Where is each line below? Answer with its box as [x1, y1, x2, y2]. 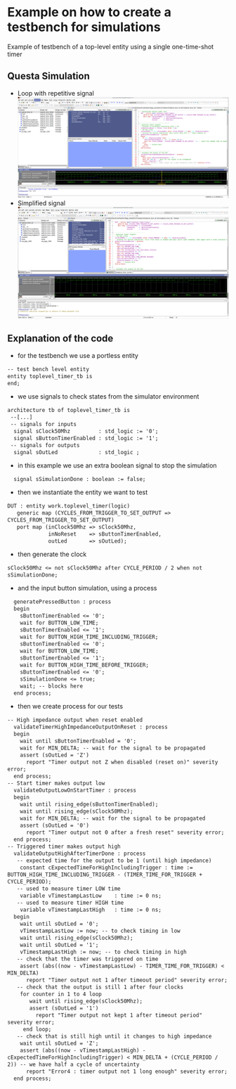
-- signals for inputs [10, 420, 77, 427]
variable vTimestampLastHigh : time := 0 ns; [20, 906, 162, 913]
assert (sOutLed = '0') [20, 822, 90, 829]
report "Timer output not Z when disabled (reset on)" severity [25, 759, 218, 766]
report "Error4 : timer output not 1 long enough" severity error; [25, 1068, 228, 1075]
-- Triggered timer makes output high [7, 843, 121, 850]
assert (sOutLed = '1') [29, 1005, 99, 1012]
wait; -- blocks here [20, 683, 83, 690]
